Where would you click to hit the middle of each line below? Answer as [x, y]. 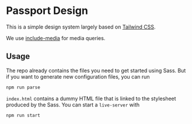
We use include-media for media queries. [56, 38]
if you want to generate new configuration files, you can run [78, 76]
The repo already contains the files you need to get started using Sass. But [96, 70]
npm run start [23, 115]
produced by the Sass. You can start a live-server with [73, 104]
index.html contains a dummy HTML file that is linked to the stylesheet [91, 98]
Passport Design [47, 11]
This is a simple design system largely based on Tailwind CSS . [81, 27]
